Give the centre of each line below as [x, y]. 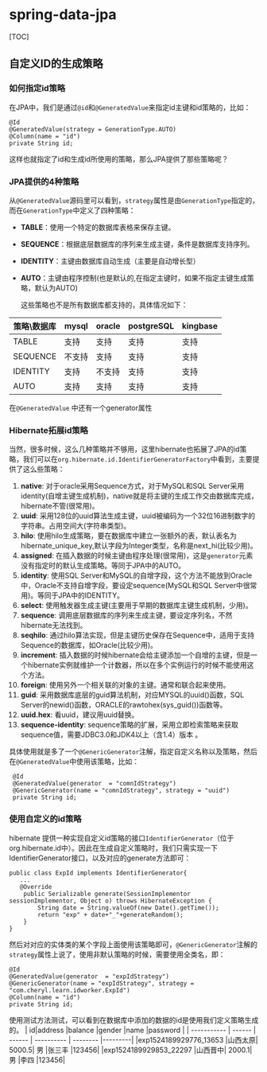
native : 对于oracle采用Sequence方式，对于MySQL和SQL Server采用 [132, 486]
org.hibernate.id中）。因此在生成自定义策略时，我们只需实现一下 [113, 848]
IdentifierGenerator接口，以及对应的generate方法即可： [100, 858]
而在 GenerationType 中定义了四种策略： [72, 210]
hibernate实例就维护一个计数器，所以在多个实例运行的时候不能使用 [137, 665]
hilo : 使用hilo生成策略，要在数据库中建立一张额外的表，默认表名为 [129, 536]
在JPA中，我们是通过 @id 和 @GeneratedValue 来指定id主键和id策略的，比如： [130, 107]
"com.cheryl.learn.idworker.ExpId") [70, 990]
